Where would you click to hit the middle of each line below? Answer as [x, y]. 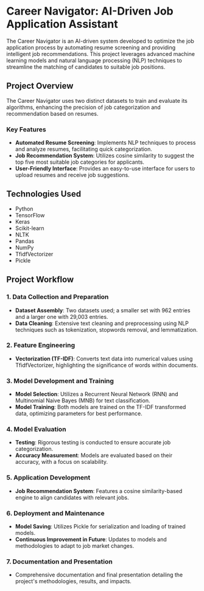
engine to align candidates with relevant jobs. [72, 497]
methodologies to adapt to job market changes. [75, 546]
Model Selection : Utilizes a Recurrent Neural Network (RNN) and [97, 394]
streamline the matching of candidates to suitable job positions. [86, 67]
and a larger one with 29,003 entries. [62, 316]
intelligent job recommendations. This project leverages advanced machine [100, 54]
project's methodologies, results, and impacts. [73, 581]
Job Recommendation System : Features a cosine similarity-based [99, 491]
